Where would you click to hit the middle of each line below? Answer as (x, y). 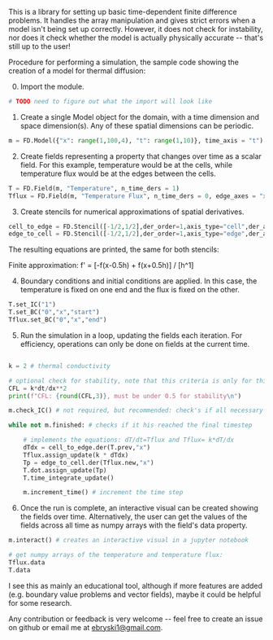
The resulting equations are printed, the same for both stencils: (114, 250)
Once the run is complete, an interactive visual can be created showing (139, 508)
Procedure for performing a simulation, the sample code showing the (124, 62)
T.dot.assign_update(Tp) (65, 470)
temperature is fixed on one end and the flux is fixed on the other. (130, 290)
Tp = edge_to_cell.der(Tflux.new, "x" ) (89, 462)
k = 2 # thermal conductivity (60, 366)
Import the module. (52, 86)
